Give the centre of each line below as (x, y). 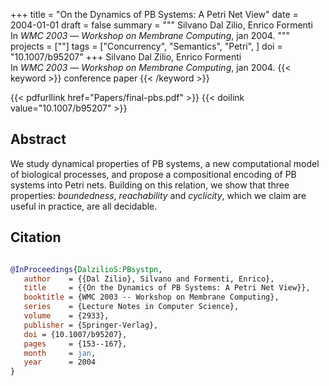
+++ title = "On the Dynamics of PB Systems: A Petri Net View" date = (154, 14)
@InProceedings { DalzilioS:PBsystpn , (86, 269)
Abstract (38, 139)
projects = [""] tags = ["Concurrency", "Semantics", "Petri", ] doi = (146, 46)
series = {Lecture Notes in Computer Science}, (131, 307)
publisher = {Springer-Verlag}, (91, 325)
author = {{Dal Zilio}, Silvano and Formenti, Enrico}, (149, 279)
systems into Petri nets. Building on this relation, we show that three (150, 185)
